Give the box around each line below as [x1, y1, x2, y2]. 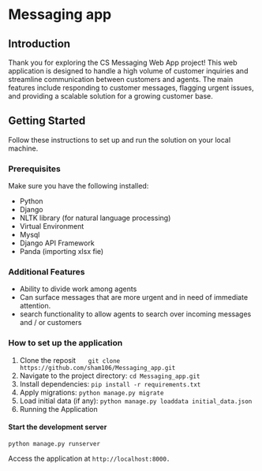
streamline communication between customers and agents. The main [8, 75, 234, 84]
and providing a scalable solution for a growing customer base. [8, 92, 213, 100]
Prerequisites [8, 163, 61, 174]
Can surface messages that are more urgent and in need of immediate [19, 293, 249, 302]
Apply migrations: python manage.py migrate [19, 387, 164, 397]
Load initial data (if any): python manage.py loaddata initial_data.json [19, 396, 253, 406]
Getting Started [8, 114, 86, 128]
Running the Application [19, 404, 98, 413]
